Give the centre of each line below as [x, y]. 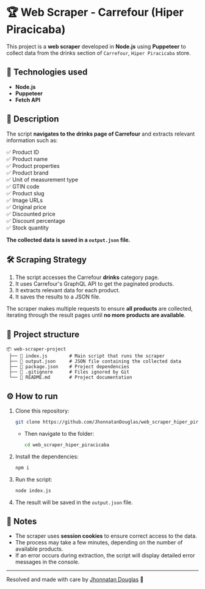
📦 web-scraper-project [36, 349]
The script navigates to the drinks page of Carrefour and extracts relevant [101, 134]
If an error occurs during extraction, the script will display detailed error [105, 555]
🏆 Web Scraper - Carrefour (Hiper [95, 13]
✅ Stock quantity [27, 228]
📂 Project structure [43, 334]
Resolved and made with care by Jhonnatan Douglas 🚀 [75, 580]
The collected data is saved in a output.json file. [68, 240]
